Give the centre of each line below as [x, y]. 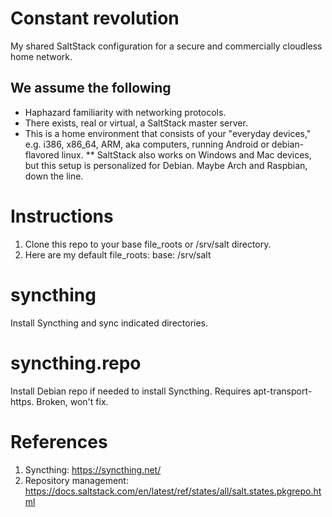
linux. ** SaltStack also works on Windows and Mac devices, [186, 154]
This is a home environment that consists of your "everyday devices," [168, 133]
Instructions [62, 216]
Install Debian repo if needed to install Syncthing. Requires [131, 391]
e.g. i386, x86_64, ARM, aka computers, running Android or [147, 144]
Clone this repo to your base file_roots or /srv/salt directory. [148, 244]
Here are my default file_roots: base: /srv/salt [118, 254]
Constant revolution [95, 18]
